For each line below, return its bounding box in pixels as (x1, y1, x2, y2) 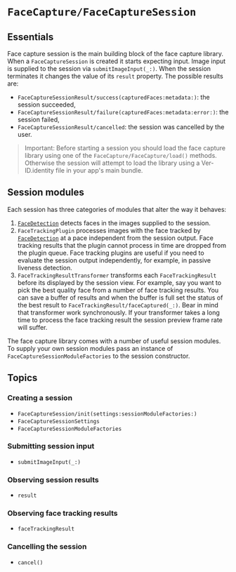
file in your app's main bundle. (55, 166, 143, 174)
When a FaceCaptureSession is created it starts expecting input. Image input (7, 57, 226, 65)
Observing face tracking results (7, 508, 118, 518)
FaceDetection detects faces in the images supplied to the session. (17, 218, 211, 227)
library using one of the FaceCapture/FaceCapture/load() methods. (24, 152, 218, 159)
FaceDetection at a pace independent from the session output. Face (17, 234, 214, 242)
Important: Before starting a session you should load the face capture (24, 144, 226, 152)
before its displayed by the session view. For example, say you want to (17, 278, 222, 286)
